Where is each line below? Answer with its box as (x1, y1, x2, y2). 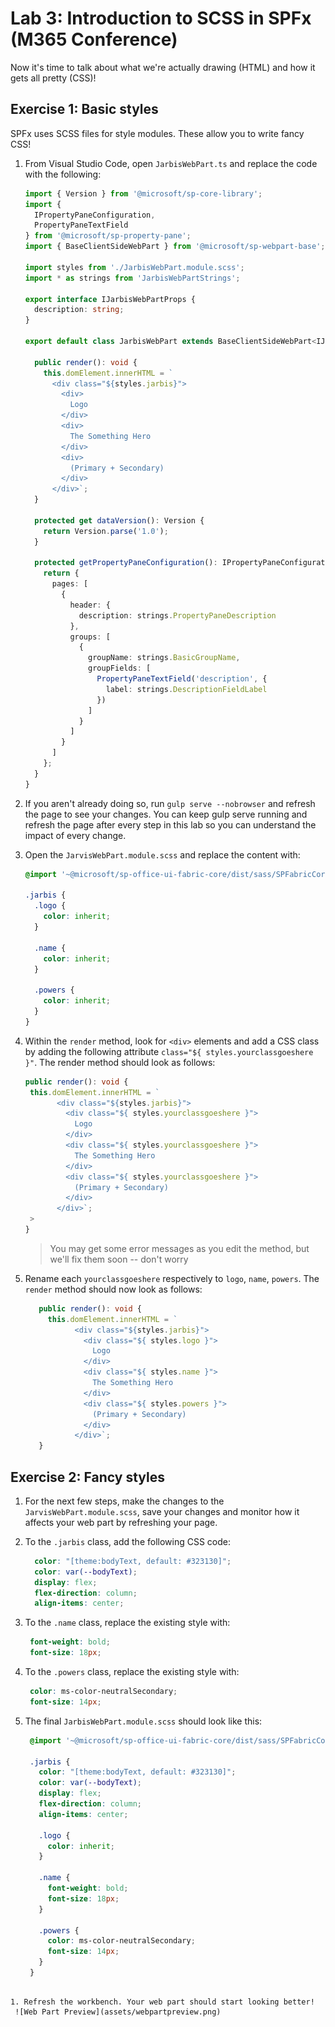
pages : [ (51, 579, 89, 589)
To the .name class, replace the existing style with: (24, 1617, 231, 1629)
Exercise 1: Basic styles (10, 101, 159, 118)
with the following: (24, 168, 102, 180)
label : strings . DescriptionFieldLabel (105, 684, 268, 694)
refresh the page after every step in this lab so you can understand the (24, 818, 317, 831)
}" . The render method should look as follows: (24, 1056, 216, 1068)
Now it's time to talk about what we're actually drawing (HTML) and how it (10, 61, 316, 73)
